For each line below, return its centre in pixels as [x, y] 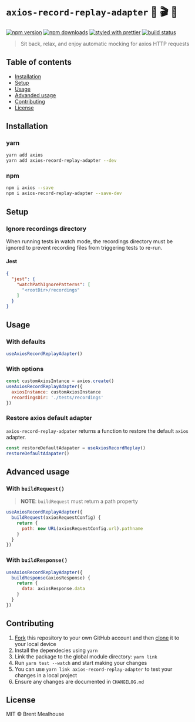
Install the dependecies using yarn [56, 650]
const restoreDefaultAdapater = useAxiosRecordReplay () [76, 448]
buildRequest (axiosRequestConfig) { [56, 518]
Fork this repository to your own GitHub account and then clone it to [97, 638]
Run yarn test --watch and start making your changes [81, 663]
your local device [36, 644]
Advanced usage [38, 471]
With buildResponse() [37, 560]
